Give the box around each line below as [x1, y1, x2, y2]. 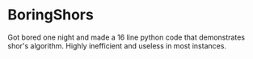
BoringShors [7, 6, 94, 24]
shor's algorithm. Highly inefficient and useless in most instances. [7, 40, 227, 50]
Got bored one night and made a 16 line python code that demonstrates [7, 32, 246, 42]
